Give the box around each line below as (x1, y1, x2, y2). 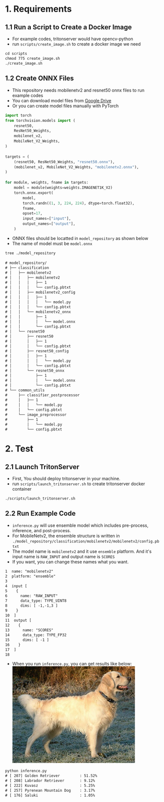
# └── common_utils (5, 388, 45, 393)
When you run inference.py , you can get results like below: (12, 660, 132, 666)
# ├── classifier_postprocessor (5, 393, 80, 398)
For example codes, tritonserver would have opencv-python (12, 36, 133, 42)
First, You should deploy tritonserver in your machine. (12, 475, 121, 481)
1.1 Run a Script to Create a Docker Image (5, 23, 132, 31)
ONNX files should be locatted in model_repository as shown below (12, 235, 148, 241)
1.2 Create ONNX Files (5, 74, 74, 83)
